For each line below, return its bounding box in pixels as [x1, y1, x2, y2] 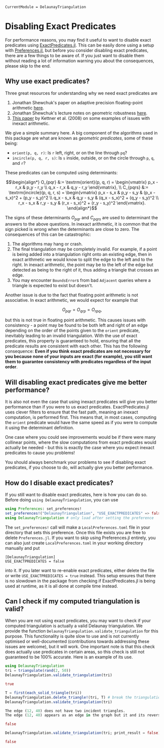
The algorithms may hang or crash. [12, 241, 83, 247]
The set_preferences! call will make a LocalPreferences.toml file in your [5, 524, 150, 530]
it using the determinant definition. [5, 425, 74, 431]
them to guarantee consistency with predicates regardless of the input [5, 359, 151, 364]
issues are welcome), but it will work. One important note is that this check [5, 644, 155, 650]
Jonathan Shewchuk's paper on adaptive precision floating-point [12, 99, 143, 105]
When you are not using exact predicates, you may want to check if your [5, 618, 151, 624]
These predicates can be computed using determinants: [5, 169, 118, 176]
